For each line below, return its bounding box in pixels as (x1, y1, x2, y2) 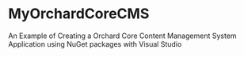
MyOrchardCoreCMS (8, 5, 150, 23)
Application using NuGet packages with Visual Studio (8, 39, 182, 48)
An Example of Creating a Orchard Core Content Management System (8, 31, 237, 40)
